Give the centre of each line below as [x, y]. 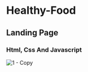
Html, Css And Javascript [44, 50]
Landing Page [32, 33]
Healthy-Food [41, 10]
